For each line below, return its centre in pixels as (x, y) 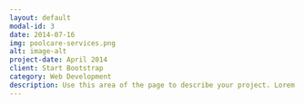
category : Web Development (61, 77)
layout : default (40, 18)
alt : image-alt (38, 52)
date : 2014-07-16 (42, 34)
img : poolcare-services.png (63, 43)
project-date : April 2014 (58, 60)
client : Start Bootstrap (56, 69)
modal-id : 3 (32, 26)
